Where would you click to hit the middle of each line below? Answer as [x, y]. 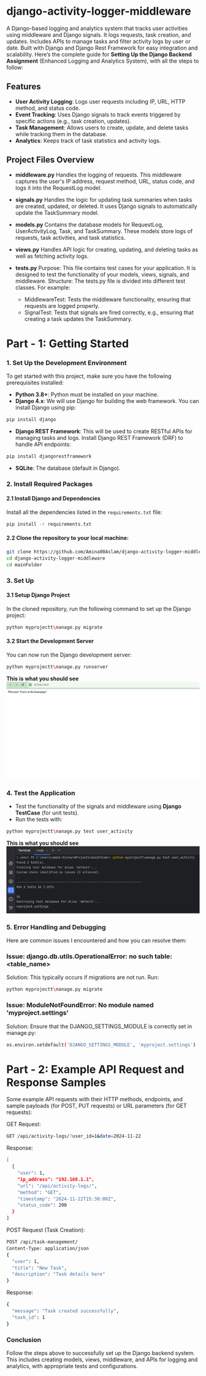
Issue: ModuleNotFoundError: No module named [80, 1005]
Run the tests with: [39, 819]
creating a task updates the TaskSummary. [78, 319]
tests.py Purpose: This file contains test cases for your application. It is [105, 267]
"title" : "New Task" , [40, 1268]
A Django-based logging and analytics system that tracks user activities [97, 28]
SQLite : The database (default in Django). [68, 468]
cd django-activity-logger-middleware [56, 558]
